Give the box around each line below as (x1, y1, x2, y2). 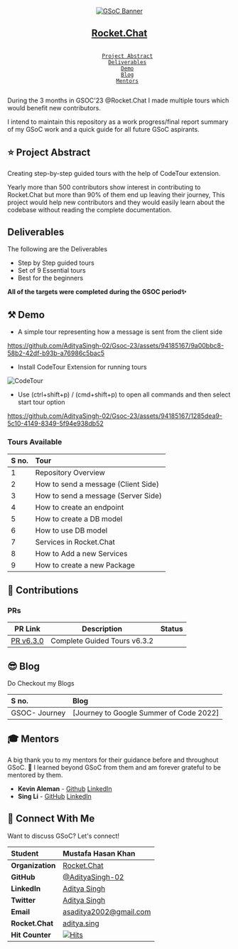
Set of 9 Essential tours (17, 266, 87, 275)
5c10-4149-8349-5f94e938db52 (7, 419, 104, 428)
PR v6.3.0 (11, 636, 44, 646)
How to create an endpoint (35, 502, 124, 512)
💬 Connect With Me (7, 812, 95, 825)
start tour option (17, 398, 65, 407)
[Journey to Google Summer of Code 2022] (72, 708, 220, 718)
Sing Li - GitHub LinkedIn (17, 792, 92, 800)
